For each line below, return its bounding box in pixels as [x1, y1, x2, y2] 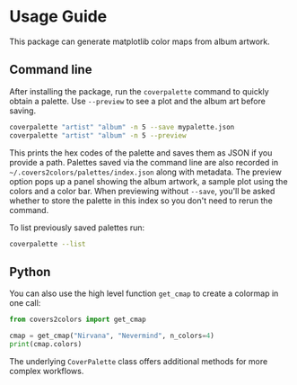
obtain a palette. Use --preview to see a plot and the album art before [9, 95, 266, 106]
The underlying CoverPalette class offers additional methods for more [9, 355, 268, 366]
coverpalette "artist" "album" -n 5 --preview [9, 130, 187, 140]
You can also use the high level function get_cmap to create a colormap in [9, 288, 279, 299]
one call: [9, 298, 41, 309]
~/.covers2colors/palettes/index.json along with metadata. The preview [9, 166, 283, 177]
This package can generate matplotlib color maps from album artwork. [9, 36, 271, 47]
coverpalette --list [9, 239, 87, 248]
